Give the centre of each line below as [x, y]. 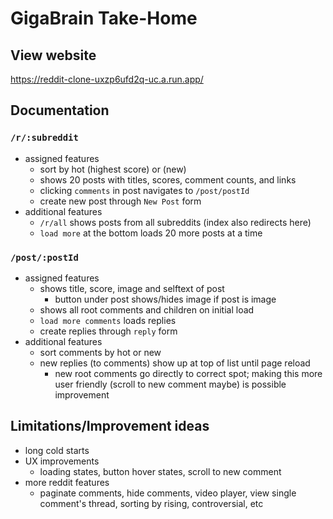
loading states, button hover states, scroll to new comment [160, 471]
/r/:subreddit [44, 138]
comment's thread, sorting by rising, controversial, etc [151, 503]
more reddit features [67, 482]
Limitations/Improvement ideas [110, 426]
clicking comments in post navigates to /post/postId [144, 190]
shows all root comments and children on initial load [147, 309]
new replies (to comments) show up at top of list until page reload [175, 363]
